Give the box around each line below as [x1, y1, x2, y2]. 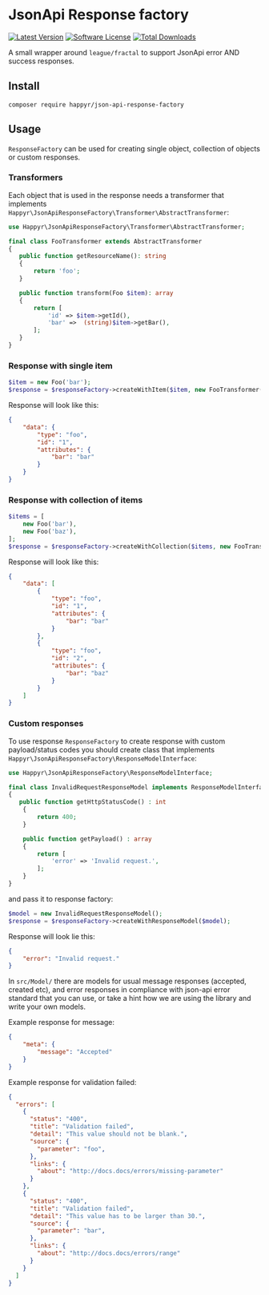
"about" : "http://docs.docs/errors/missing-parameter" [37, 1168, 224, 1176]
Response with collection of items [8, 494, 143, 506]
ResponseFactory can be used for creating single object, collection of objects [8, 143, 260, 153]
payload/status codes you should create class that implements [8, 744, 215, 754]
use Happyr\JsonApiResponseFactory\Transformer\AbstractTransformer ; [8, 223, 246, 231]
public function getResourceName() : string [18, 252, 167, 260]
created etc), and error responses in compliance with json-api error [8, 985, 231, 994]
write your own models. [8, 1002, 86, 1011]
